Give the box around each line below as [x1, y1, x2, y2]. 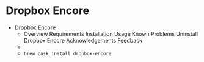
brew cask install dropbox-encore [23, 50, 112, 57]
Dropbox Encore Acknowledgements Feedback [23, 36, 143, 44]
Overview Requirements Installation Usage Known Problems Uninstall [23, 30, 199, 37]
